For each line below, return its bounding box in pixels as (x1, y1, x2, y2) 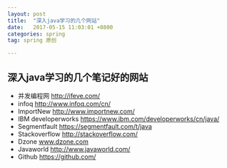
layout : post (7, 10, 46, 18)
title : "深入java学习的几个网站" (7, 17, 101, 24)
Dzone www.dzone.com (17, 137, 89, 146)
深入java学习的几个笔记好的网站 (7, 71, 148, 83)
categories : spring (7, 30, 66, 38)
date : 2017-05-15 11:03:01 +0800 (7, 23, 113, 31)
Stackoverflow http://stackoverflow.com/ (17, 130, 138, 138)
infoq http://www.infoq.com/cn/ (17, 99, 111, 107)
